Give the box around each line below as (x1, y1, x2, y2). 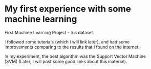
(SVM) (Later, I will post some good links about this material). (4, 58, 128, 64)
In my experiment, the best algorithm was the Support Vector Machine (4, 53, 146, 59)
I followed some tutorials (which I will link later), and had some (4, 39, 130, 44)
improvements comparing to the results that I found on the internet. (4, 44, 140, 50)
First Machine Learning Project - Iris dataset (4, 29, 93, 35)
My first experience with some (4, 3, 131, 14)
